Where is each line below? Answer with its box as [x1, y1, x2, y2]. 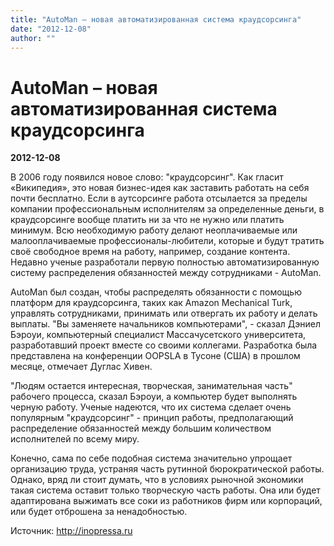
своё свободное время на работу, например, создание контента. [10, 246, 291, 258]
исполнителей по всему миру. [10, 433, 140, 445]
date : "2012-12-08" [10, 24, 92, 34]
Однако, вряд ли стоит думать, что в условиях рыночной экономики [10, 474, 304, 486]
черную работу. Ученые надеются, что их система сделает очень [10, 401, 292, 413]
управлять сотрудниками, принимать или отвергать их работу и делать [10, 307, 318, 320]
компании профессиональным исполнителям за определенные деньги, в [10, 203, 325, 215]
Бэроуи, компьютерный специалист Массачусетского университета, [10, 329, 307, 341]
